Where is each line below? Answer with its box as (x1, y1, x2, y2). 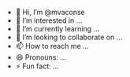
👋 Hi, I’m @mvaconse (15, 8, 85, 16)
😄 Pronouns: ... (15, 53, 67, 62)
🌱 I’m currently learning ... (15, 24, 100, 33)
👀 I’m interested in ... (15, 16, 83, 25)
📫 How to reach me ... (15, 42, 89, 50)
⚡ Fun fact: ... (15, 61, 59, 71)
